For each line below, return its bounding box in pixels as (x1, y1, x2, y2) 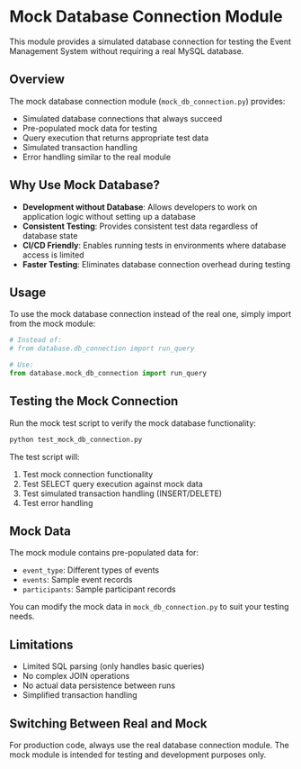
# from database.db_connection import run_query (9, 344, 195, 353)
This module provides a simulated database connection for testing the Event (9, 36, 292, 47)
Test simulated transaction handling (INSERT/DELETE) (22, 488, 223, 499)
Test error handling (22, 497, 93, 508)
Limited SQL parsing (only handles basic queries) (22, 661, 205, 672)
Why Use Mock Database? (9, 177, 160, 193)
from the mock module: (9, 318, 96, 330)
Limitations (9, 637, 74, 652)
